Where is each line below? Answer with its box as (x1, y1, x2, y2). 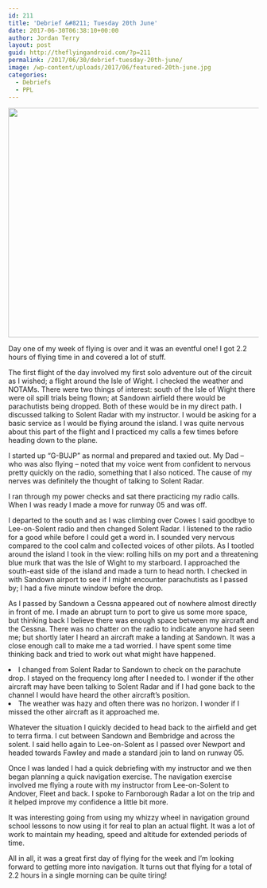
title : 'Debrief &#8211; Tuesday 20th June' (8, 19, 158, 27)
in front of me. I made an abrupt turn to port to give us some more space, (8, 607, 248, 617)
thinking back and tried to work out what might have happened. (8, 650, 216, 659)
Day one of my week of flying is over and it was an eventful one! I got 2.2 (8, 344, 248, 354)
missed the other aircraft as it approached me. (8, 707, 161, 717)
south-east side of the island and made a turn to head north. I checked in (8, 566, 248, 576)
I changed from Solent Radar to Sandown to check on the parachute (18, 665, 241, 675)
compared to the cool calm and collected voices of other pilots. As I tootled (8, 541, 254, 550)
